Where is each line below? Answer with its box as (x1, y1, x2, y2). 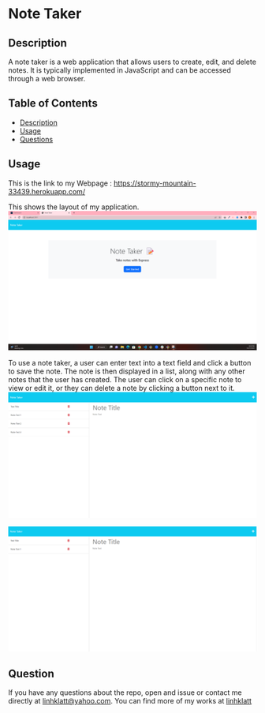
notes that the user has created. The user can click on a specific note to (8, 375, 242, 385)
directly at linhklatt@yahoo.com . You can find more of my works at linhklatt (8, 696, 252, 706)
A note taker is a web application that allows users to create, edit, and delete (8, 57, 256, 66)
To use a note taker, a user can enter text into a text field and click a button (8, 358, 252, 368)
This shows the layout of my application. (8, 202, 140, 212)
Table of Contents (8, 96, 99, 111)
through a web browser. (8, 74, 86, 83)
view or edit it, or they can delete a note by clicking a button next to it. (8, 384, 235, 393)
